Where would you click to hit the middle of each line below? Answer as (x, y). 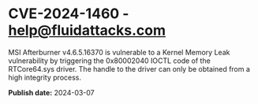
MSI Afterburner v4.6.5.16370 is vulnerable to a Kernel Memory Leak (119, 52)
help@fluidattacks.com (87, 30)
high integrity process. (45, 77)
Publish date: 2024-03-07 (51, 92)
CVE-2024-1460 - (69, 14)
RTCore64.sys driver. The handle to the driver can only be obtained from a (129, 69)
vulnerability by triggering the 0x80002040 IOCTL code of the (109, 61)
